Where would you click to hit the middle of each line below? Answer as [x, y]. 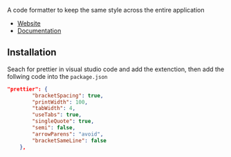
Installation [32, 52]
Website [29, 23]
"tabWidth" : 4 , [54, 109]
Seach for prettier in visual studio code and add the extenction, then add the [116, 69]
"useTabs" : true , [57, 115]
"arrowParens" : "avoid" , [68, 134]
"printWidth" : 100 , [60, 102]
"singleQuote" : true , [63, 121]
